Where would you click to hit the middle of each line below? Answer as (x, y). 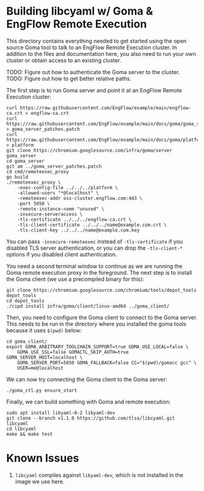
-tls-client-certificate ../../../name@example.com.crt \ (92, 225)
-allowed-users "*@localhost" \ (58, 193)
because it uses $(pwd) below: (44, 330)
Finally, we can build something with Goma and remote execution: (89, 402)
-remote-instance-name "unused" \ (61, 209)
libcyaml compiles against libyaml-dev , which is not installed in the (99, 475)
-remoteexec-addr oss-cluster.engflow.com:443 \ (80, 198)
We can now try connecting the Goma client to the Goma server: (87, 379)
